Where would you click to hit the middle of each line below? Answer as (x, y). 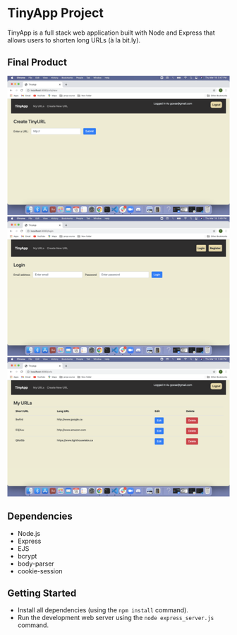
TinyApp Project (56, 13)
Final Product (37, 63)
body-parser (36, 564)
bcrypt (27, 556)
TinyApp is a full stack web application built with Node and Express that (111, 33)
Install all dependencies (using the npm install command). (103, 610)
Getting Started (42, 593)
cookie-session (40, 571)
